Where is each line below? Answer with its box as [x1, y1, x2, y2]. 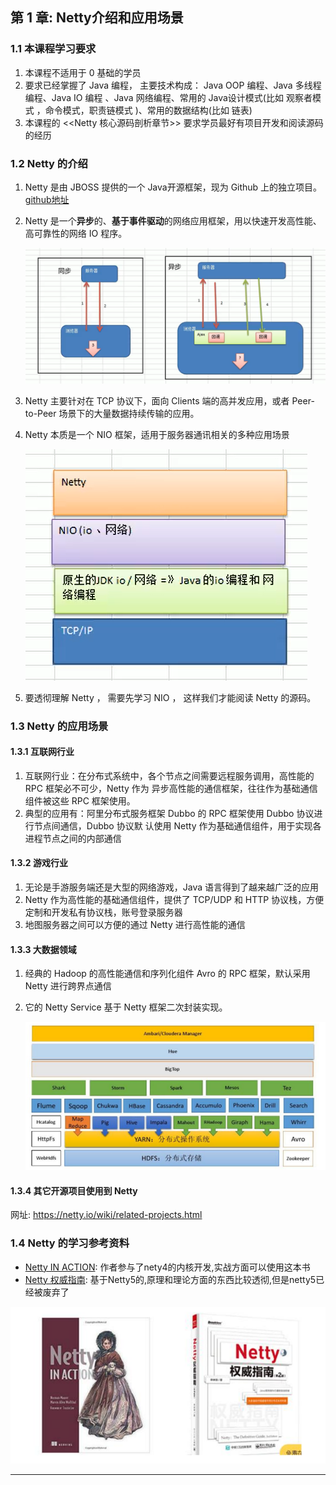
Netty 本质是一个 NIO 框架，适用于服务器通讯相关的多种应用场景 [24, 428, 290, 440]
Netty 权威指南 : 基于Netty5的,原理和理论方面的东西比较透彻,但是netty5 [24, 1273, 317, 1285]
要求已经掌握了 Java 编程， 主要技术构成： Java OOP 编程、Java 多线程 [24, 79, 322, 91]
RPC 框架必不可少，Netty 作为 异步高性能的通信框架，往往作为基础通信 [24, 782, 318, 794]
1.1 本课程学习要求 [10, 42, 97, 56]
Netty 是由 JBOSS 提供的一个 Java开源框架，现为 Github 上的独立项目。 [24, 181, 323, 193]
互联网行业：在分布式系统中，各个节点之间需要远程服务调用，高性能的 [24, 769, 315, 782]
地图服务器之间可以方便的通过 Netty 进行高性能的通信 [24, 918, 246, 930]
